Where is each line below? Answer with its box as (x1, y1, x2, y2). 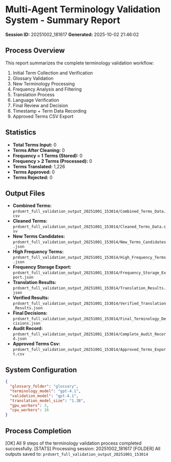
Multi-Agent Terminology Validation (5, 4, 161, 15)
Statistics (5, 128, 37, 137)
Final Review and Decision (12, 102, 68, 108)
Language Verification (12, 97, 60, 103)
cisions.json (12, 321, 41, 326)
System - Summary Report (5, 14, 120, 26)
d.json (12, 336, 27, 341)
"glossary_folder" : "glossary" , (10, 384, 79, 389)
